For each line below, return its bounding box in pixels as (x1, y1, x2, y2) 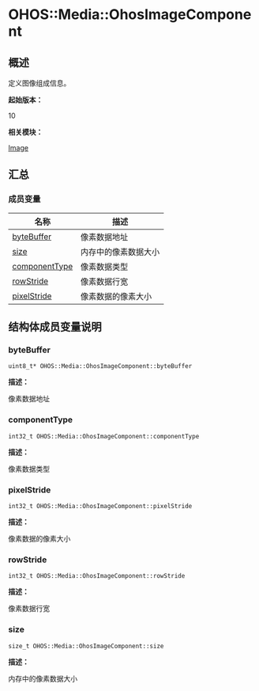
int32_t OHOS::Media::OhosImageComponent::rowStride (8, 572, 186, 580)
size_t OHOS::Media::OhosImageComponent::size (8, 642, 164, 650)
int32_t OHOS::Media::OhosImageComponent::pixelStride (8, 502, 193, 510)
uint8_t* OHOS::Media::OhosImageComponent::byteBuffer (8, 363, 193, 370)
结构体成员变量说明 (8, 321, 102, 334)
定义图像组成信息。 (8, 78, 71, 88)
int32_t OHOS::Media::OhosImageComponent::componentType (8, 432, 200, 440)
